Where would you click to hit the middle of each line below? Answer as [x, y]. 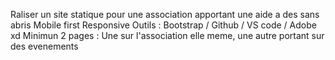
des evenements [44, 46]
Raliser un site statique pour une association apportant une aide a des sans [165, 14]
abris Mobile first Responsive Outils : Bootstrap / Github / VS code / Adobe [163, 25]
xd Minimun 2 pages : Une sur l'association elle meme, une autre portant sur [167, 35]
